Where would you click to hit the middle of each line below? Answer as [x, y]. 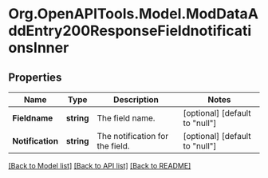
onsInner [39, 48]
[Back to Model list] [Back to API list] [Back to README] [100, 166]
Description [136, 99]
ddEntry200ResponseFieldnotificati [130, 31]
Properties [35, 77]
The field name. [126, 118]
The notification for [133, 136]
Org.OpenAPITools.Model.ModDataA [134, 14]
